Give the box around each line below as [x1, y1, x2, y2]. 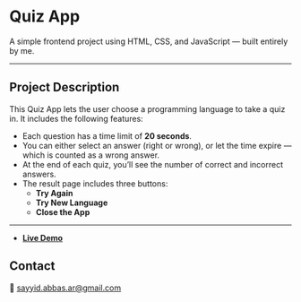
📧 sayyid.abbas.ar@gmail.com [9, 282, 122, 293]
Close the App [35, 206, 90, 217]
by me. [9, 45, 35, 56]
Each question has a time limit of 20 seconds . [21, 130, 193, 141]
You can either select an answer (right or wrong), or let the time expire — [21, 140, 292, 151]
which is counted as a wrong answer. [21, 150, 159, 160]
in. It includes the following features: [9, 113, 143, 124]
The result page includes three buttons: [21, 177, 168, 189]
